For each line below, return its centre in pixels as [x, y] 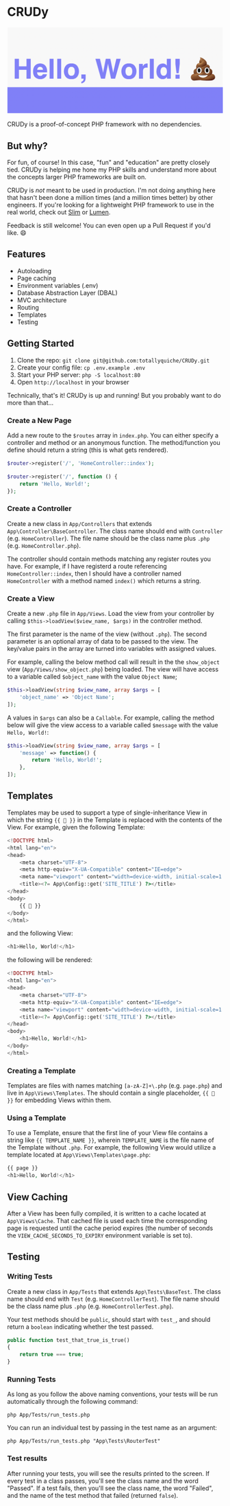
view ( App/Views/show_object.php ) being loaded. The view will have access [113, 670]
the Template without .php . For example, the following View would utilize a [112, 1148]
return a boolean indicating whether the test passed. [80, 1327]
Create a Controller [39, 509]
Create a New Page [39, 420]
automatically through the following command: [73, 1402]
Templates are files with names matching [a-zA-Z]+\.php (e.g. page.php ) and [115, 1086]
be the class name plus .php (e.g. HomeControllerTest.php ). [90, 1306]
